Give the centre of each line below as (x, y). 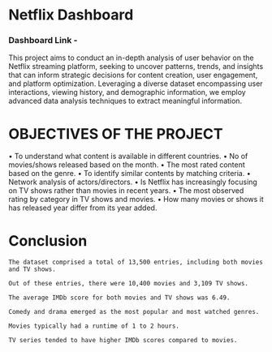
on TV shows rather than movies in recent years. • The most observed (126, 191)
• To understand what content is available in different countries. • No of (128, 157)
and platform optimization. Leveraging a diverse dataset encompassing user (136, 84)
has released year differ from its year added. (83, 208)
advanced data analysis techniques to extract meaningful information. (125, 101)
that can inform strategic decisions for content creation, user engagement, (133, 75)
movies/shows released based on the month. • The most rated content (127, 165)
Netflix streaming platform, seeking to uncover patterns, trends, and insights (136, 67)
